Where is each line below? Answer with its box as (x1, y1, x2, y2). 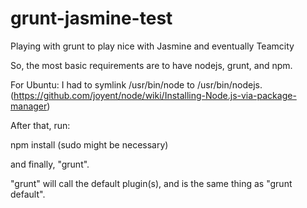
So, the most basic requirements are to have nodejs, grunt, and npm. (10, 59, 293, 71)
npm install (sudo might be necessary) (10, 138, 169, 151)
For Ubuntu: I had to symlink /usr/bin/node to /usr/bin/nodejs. (10, 78, 263, 91)
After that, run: (10, 119, 71, 131)
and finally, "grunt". (10, 158, 90, 170)
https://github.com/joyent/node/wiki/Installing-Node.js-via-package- (13, 89, 297, 101)
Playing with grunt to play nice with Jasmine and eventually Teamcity (10, 40, 295, 52)
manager (10, 100, 48, 112)
